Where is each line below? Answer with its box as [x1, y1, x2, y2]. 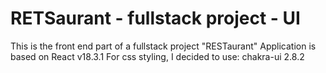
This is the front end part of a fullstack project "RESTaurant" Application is [10, 40, 317, 52]
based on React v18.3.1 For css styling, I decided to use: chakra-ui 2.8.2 [10, 50, 305, 62]
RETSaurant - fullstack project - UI [10, 7, 301, 30]
